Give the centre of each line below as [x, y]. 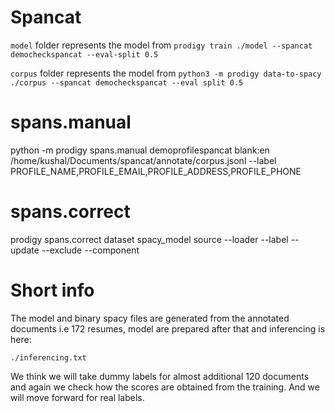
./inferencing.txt [48, 357]
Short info [52, 290]
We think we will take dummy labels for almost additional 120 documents [160, 376]
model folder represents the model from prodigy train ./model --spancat [161, 45]
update [25, 250]
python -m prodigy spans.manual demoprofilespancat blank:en [140, 150]
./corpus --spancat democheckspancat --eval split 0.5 [127, 82]
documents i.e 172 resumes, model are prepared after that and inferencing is [168, 328]
